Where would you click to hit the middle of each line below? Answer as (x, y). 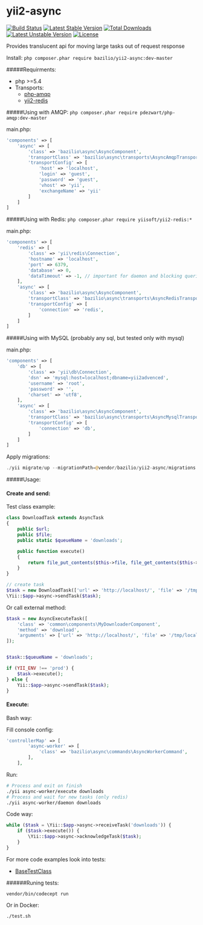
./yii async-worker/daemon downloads (54, 803)
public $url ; (34, 529)
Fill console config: (30, 730)
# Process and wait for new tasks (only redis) (67, 797)
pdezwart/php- (158, 113)
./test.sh (19, 916)
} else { (17, 679)
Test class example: (31, 507)
